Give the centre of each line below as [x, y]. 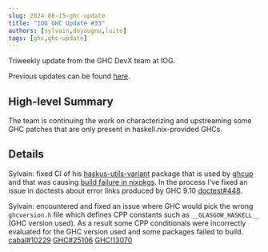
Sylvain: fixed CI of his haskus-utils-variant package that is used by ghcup [131, 174]
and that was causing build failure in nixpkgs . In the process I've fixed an [128, 182]
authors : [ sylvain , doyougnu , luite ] [68, 30]
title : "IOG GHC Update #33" [57, 23]
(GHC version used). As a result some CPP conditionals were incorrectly [127, 223]
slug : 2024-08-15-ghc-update [57, 16]
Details [26, 154]
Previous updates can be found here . [69, 76]
